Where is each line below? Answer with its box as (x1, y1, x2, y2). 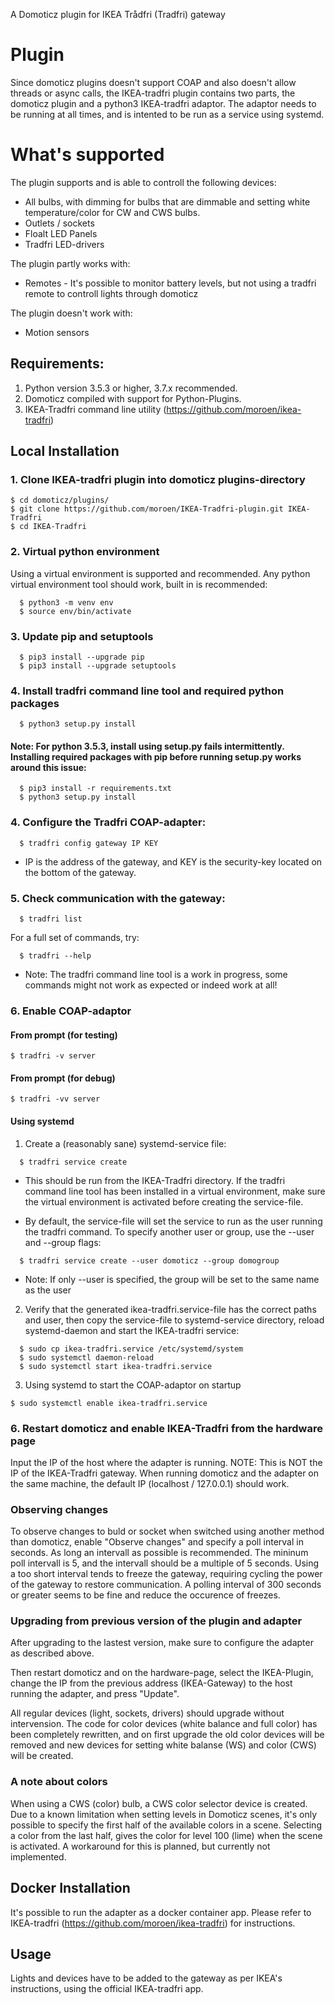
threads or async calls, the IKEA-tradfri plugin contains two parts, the (10, 87, 296, 99)
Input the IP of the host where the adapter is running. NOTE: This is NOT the (10, 1456, 323, 1468)
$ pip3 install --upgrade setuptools (19, 660, 177, 671)
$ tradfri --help (19, 951, 92, 961)
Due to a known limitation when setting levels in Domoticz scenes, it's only (10, 1808, 318, 1820)
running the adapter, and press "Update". (10, 1688, 180, 1700)
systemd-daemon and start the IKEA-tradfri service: (24, 1324, 240, 1336)
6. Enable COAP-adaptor (10, 1004, 132, 1018)
